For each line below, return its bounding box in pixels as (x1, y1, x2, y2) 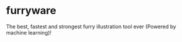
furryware (6, 4, 57, 17)
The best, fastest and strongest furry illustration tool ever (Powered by (6, 23, 176, 30)
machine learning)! (6, 29, 52, 36)
